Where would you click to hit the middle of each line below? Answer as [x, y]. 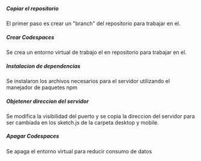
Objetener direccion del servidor [47, 101]
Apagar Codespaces [33, 136]
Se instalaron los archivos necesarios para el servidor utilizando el [88, 81]
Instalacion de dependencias [43, 66]
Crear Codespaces [30, 37]
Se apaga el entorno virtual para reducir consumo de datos [79, 151]
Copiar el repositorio [32, 8]
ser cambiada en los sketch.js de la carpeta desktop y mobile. [82, 122]
